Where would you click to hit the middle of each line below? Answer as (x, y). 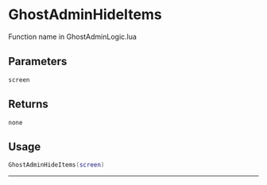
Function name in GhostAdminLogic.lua (73, 37)
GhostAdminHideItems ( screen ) (56, 165)
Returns (29, 104)
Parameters (38, 62)
